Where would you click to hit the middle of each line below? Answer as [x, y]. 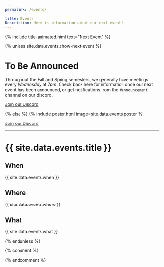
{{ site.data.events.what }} [31, 231]
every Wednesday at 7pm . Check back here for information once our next [79, 85]
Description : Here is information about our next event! [64, 23]
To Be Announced [42, 66]
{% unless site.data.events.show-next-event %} [53, 46]
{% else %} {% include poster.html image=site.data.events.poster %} [75, 114]
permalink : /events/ [26, 10]
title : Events [20, 18]
